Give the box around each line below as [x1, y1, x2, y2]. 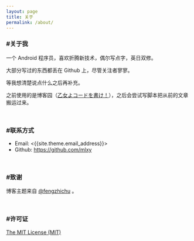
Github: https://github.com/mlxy [14, 146, 92, 153]
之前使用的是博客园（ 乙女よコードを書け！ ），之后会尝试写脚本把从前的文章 [6, 91, 189, 98]
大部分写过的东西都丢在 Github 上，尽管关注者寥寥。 [6, 67, 133, 74]
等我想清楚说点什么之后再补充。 [6, 79, 83, 86]
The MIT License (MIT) [6, 229, 62, 236]
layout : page [6, 8, 38, 15]
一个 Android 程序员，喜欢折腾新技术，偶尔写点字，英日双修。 [6, 54, 156, 61]
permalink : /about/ [6, 19, 54, 25]
